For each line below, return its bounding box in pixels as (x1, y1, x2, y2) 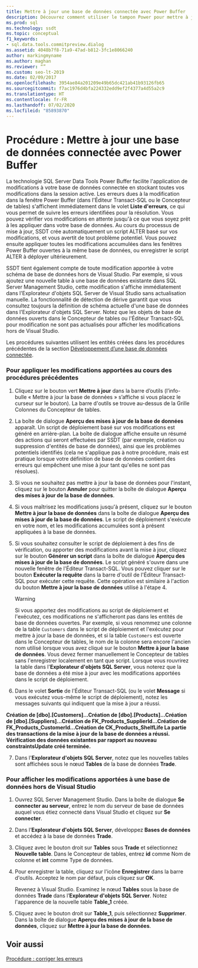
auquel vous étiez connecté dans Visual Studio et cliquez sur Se (14, 808, 171, 815)
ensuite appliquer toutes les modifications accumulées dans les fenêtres (6, 241, 182, 248)
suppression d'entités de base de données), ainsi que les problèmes (14, 442, 181, 449)
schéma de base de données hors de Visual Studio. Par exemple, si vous (6, 271, 183, 278)
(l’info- (164, 387, 181, 394)
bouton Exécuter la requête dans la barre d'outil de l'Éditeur (14, 571, 161, 578)
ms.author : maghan (6, 58, 51, 64)
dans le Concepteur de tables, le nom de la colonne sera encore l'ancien (14, 638, 191, 645)
